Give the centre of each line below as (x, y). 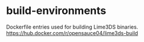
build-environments (56, 11)
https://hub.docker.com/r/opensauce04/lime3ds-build (72, 33)
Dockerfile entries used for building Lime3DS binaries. (72, 27)
